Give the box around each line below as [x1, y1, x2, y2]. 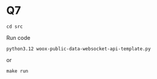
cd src [6, 24, 23, 30]
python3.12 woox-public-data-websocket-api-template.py [6, 46, 151, 52]
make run [6, 68, 29, 74]
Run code [6, 34, 30, 41]
